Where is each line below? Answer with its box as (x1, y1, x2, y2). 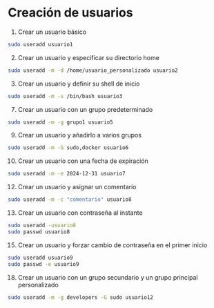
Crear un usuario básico (17, 28, 87, 36)
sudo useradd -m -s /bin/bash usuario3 (8, 93, 123, 99)
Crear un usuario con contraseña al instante (17, 209, 144, 217)
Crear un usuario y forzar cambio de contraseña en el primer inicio (17, 240, 208, 249)
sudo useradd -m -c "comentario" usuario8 (8, 196, 132, 203)
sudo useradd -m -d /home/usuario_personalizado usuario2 (8, 67, 178, 74)
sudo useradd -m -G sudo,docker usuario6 (8, 144, 129, 151)
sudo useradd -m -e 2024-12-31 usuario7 (8, 171, 126, 177)
